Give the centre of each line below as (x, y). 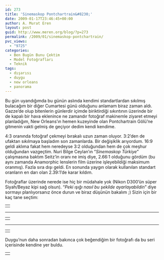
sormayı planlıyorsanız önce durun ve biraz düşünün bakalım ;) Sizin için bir (81, 192)
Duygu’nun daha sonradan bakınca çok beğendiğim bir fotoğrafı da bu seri (80, 240)
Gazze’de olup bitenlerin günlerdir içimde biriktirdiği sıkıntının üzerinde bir (79, 111)
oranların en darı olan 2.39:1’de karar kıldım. (49, 172)
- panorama (20, 87)
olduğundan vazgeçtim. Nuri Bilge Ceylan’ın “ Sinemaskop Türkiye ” (72, 151)
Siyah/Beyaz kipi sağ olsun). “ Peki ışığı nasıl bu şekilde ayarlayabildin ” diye (81, 187)
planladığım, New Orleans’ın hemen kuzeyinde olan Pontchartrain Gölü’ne (79, 121)
